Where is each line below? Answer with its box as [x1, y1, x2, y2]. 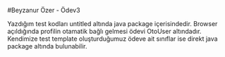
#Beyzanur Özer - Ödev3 [7, 6, 80, 14]
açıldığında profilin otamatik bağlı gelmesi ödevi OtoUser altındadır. [7, 27, 202, 35]
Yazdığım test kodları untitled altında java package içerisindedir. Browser [7, 20, 218, 27]
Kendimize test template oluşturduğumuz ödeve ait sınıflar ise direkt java [7, 34, 218, 43]
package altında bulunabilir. [7, 42, 87, 50]
